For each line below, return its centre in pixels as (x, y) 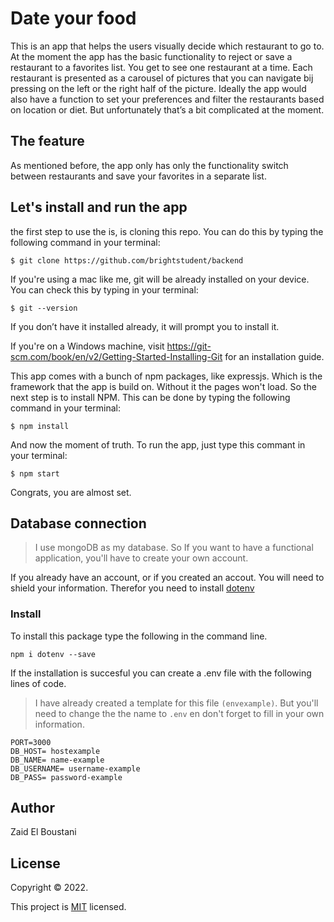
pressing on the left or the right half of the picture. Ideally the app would (158, 88)
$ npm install (40, 426)
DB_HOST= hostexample (55, 751)
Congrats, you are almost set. (71, 492)
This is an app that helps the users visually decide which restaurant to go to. (167, 46)
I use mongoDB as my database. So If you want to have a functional (174, 548)
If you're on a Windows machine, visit (87, 346)
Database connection (78, 523)
